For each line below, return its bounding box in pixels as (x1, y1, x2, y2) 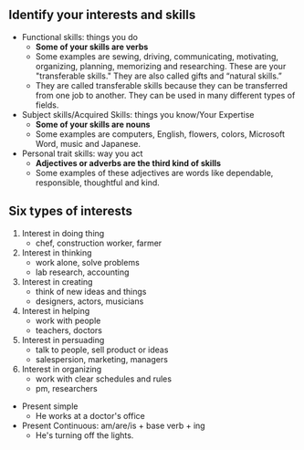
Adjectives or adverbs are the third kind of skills (35, 157, 221, 168)
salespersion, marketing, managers (35, 353, 168, 364)
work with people (35, 315, 101, 326)
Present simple (21, 401, 79, 412)
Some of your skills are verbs (35, 41, 149, 52)
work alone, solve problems (35, 256, 141, 267)
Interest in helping (21, 305, 90, 316)
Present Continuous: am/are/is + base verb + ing (21, 420, 206, 431)
